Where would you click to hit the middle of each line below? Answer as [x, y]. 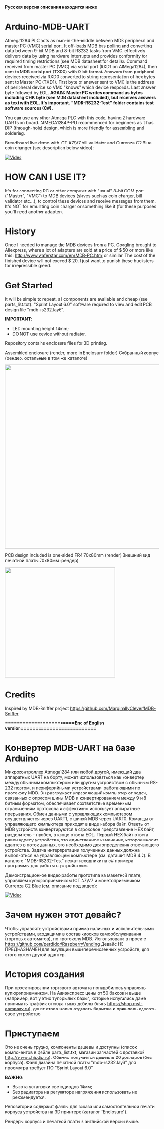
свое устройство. [23, 1014]
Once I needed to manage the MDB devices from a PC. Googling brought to [81, 245]
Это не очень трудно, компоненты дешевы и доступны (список [71, 1047]
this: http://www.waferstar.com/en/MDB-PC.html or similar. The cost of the [80, 255]
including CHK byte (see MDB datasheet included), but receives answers [81, 97]
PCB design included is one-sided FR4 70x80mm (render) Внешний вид [78, 555]
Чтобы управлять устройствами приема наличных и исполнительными [80, 928]
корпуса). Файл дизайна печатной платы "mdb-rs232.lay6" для [71, 1063]
